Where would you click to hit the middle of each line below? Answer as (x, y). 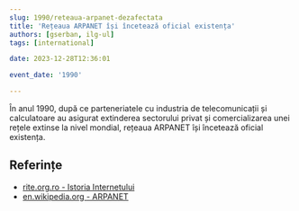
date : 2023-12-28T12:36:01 (60, 59)
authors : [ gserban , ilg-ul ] (62, 34)
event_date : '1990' (46, 75)
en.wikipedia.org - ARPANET (75, 196)
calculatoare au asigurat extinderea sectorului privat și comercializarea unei (149, 118)
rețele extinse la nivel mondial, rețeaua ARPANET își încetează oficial (136, 127)
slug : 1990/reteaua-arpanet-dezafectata (86, 18)
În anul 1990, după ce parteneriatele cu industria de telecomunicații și (138, 108)
